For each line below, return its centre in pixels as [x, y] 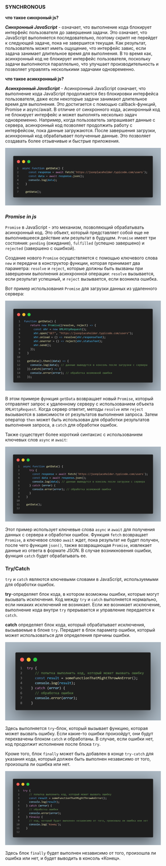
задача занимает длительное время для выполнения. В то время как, [79, 53]
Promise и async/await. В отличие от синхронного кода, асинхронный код [83, 109]
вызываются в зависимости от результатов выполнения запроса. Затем [82, 414]
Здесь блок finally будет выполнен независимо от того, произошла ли [81, 853]
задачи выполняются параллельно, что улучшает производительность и [82, 64]
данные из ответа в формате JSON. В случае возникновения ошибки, [79, 550]
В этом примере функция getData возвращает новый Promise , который [79, 398]
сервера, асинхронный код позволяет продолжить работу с [69, 125]
